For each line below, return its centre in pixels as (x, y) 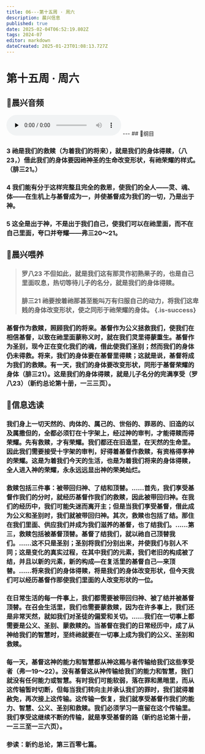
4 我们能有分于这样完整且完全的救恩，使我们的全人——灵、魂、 (100, 187)
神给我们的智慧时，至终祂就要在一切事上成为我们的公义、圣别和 (100, 634)
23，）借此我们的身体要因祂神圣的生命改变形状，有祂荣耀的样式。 (103, 160)
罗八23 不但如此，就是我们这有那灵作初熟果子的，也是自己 (107, 274)
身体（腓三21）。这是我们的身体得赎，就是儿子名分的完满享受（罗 (102, 374)
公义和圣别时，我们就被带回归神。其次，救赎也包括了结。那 (100, 516)
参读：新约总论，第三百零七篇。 (54, 744)
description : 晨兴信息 (33, 18)
